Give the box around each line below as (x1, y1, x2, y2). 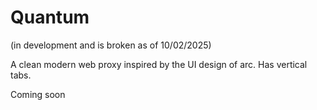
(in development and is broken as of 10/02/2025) (10, 39, 212, 51)
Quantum (10, 6, 90, 29)
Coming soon (10, 88, 66, 100)
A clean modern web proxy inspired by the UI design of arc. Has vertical (10, 58, 308, 70)
